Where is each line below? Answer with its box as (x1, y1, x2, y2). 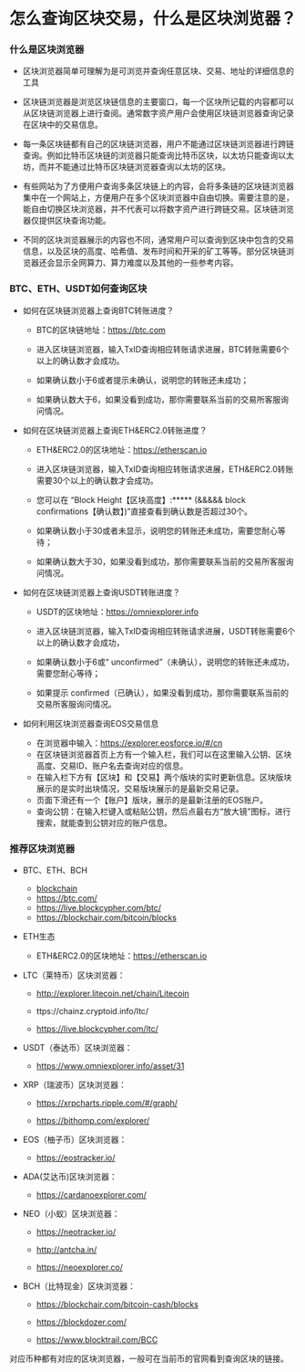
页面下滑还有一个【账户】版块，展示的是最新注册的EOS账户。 (36, 794, 269, 805)
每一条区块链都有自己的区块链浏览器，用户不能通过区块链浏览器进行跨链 (22, 139, 294, 150)
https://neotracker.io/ (36, 1227, 117, 1238)
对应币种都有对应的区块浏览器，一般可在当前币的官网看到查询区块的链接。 (9, 1353, 289, 1365)
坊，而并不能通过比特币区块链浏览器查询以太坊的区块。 (22, 162, 230, 173)
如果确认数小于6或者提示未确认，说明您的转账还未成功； (36, 374, 249, 385)
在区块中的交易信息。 (22, 120, 103, 131)
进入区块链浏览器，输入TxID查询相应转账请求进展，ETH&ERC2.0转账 (36, 463, 294, 475)
